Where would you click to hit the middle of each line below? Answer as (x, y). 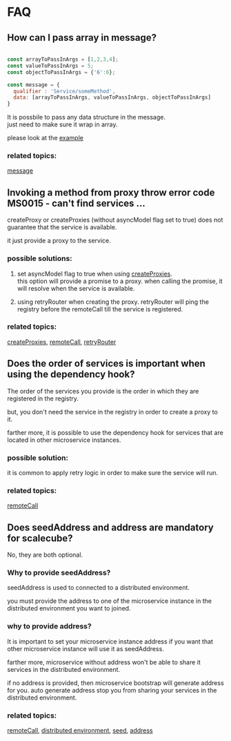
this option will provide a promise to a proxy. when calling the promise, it (120, 281)
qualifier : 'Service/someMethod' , (64, 91)
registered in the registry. (43, 398)
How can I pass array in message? (82, 38)
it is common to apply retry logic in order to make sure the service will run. (113, 472)
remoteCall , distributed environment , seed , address (80, 730)
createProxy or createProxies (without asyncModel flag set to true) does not (115, 220)
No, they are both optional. (45, 555)
